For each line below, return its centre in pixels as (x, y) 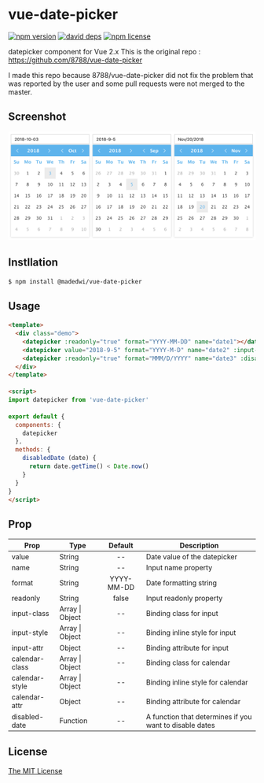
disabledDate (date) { (59, 458)
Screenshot (37, 117)
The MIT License (35, 770)
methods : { (33, 450)
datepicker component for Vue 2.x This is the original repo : (104, 51)
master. (20, 91)
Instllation (33, 263)
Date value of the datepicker (192, 557)
